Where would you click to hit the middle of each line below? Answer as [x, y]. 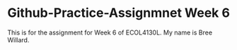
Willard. [18, 39]
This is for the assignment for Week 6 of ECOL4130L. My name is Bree [110, 32]
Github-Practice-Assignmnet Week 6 [118, 13]
